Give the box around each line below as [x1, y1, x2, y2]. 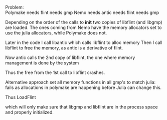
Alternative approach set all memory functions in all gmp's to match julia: [5, 79, 156, 85]
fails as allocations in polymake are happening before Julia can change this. [5, 84, 162, 90]
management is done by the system [5, 60, 79, 65]
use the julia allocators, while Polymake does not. [5, 30, 107, 35]
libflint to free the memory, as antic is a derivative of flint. [5, 45, 123, 50]
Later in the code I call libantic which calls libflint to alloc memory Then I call [5, 39, 162, 45]
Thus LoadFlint [5, 94, 36, 100]
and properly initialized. [5, 109, 54, 115]
